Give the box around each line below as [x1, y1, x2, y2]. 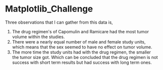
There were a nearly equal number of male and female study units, [12, 39, 146, 44]
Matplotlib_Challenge [5, 3, 93, 14]
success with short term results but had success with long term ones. [12, 59, 152, 65]
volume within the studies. [12, 34, 65, 40]
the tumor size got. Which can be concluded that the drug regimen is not [12, 54, 158, 60]
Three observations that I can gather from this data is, [5, 19, 113, 25]
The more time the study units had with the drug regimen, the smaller [12, 49, 151, 55]
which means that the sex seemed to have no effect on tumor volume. [12, 44, 152, 50]
